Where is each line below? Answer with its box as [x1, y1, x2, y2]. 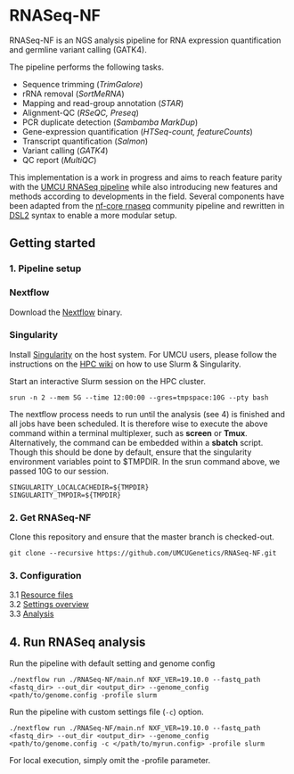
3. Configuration [9, 570, 82, 582]
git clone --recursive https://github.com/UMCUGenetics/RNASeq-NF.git [9, 549, 277, 558]
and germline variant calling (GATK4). [9, 44, 147, 54]
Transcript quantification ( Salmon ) [21, 136, 149, 146]
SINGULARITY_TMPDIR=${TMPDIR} [9, 490, 122, 499]
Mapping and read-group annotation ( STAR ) [21, 97, 184, 108]
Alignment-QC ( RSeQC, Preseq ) [21, 107, 140, 118]
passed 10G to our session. [9, 465, 110, 476]
